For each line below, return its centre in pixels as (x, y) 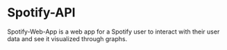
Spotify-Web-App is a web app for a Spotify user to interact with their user (113, 32)
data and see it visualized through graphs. (67, 38)
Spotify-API (41, 13)
